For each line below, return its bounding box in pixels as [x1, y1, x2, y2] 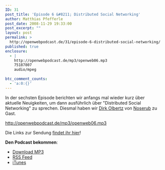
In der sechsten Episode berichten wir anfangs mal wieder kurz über [5, 95, 145, 101]
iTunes [12, 159, 26, 165]
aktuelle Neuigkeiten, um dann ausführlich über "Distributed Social [5, 100, 141, 106]
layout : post [5, 30, 32, 35]
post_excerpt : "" [5, 26, 41, 31]
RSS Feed [12, 154, 33, 160]
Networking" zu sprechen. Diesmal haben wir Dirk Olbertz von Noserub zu [5, 105, 158, 111]
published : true [5, 44, 39, 49]
